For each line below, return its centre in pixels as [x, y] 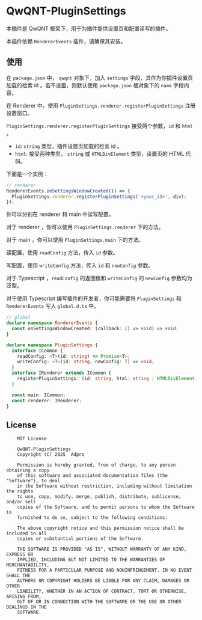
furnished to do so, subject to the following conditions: [93, 518]
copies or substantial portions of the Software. [81, 539]
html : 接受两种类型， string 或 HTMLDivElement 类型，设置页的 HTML [99, 153]
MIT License [32, 439]
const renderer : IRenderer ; [47, 401]
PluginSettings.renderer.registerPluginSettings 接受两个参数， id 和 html [100, 126]
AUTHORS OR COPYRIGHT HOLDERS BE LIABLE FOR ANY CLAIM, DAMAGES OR [103, 581]
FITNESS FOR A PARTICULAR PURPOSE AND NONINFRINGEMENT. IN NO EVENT [105, 570]
